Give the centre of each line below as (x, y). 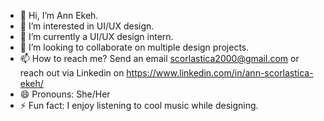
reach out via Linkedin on (72, 73)
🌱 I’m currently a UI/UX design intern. (96, 36)
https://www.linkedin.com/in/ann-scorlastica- (220, 73)
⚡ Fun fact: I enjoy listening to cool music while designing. (139, 105)
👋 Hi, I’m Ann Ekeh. (59, 15)
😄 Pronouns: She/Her (65, 94)
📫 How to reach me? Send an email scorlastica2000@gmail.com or (159, 58)
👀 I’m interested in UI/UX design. (87, 26)
